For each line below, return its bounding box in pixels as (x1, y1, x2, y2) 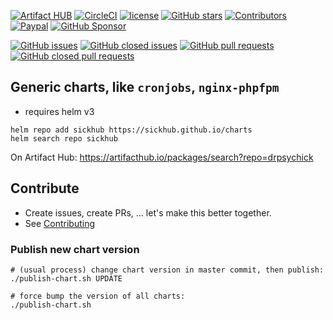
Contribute (10, 180, 80, 197)
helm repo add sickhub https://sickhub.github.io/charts (10, 125, 253, 135)
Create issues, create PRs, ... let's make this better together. (24, 206, 272, 219)
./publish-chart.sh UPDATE (10, 273, 123, 284)
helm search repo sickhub (10, 133, 118, 144)
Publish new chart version (10, 242, 140, 256)
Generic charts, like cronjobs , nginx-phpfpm (10, 79, 280, 96)
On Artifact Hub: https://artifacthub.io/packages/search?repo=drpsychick (10, 151, 314, 163)
